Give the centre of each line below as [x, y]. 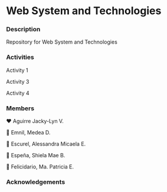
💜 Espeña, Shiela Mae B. [36, 155]
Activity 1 [17, 70]
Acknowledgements [36, 182]
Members [20, 108]
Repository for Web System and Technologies [62, 42]
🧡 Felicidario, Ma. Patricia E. [40, 167]
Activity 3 [18, 81]
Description [23, 29]
